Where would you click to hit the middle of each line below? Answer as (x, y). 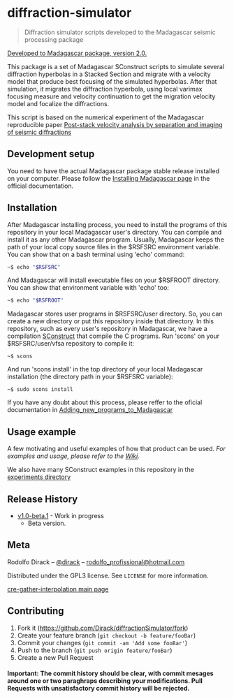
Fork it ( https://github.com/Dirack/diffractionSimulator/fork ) (103, 628)
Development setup (51, 154)
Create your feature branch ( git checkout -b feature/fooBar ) (107, 635)
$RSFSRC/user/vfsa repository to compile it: (71, 344)
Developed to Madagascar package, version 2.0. (77, 53)
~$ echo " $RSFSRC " (34, 267)
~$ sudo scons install (40, 390)
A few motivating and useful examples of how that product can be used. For (116, 449)
